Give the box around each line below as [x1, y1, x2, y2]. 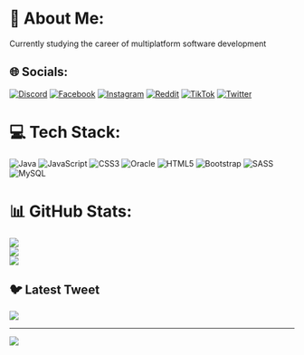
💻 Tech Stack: [9, 121, 121, 142]
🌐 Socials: [9, 64, 69, 80]
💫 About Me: [9, 8, 105, 29]
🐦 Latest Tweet [9, 283, 100, 298]
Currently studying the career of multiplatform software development [9, 38, 267, 49]
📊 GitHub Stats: [9, 201, 133, 221]
